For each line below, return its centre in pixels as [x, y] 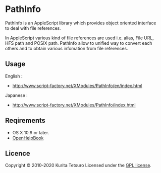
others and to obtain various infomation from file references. [67, 48]
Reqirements [25, 121]
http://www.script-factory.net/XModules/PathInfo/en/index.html [77, 86]
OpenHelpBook [28, 138]
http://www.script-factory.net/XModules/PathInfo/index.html [74, 105]
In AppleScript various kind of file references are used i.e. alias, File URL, [80, 38]
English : [14, 76]
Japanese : [17, 95]
